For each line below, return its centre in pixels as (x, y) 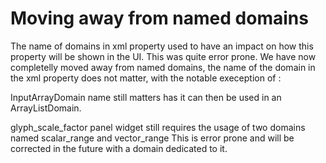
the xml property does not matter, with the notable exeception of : (146, 78)
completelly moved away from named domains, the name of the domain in (163, 67)
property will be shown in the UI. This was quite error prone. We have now (163, 56)
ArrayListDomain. (46, 108)
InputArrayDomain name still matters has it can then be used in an (146, 97)
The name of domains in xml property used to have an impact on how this (162, 46)
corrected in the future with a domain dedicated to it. (119, 148)
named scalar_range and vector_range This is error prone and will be (152, 138)
